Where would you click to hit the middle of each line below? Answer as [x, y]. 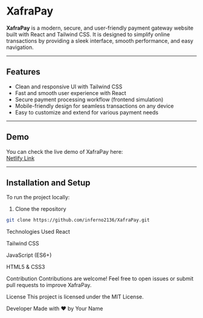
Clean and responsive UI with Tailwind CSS [69, 87]
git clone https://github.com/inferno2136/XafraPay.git [78, 220]
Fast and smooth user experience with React [71, 93]
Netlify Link [21, 158]
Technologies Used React [38, 232]
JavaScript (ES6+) [29, 255]
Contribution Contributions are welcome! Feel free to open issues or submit [100, 279]
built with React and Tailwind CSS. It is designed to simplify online [88, 34]
